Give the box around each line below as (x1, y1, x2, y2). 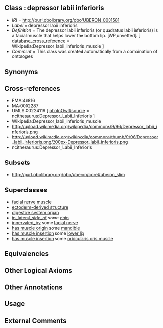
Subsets (4, 159, 30, 167)
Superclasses (4, 186, 48, 194)
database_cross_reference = (11, 38, 70, 44)
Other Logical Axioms (4, 266, 72, 274)
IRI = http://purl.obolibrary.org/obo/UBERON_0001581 (11, 17, 120, 23)
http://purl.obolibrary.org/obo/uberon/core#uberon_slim (11, 171, 125, 177)
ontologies (11, 54, 33, 59)
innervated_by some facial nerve (11, 219, 78, 225)
